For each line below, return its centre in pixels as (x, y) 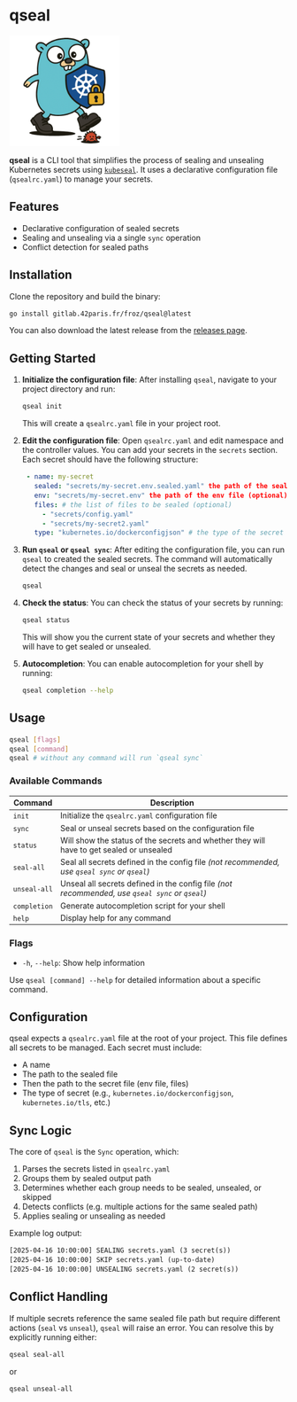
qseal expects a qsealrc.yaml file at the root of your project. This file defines (148, 1039)
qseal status (46, 620)
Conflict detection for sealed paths (85, 247)
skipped (37, 1197)
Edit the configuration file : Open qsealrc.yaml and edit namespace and (153, 440)
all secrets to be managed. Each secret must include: (106, 1048)
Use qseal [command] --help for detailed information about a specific (135, 979)
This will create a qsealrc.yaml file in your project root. (121, 424)
